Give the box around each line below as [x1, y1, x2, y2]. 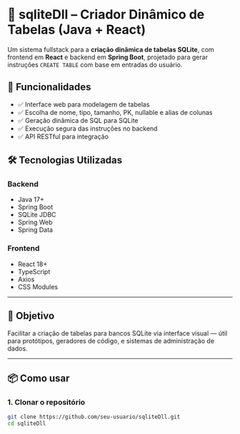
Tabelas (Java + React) [7, 21, 146, 38]
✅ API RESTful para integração [17, 132, 109, 141]
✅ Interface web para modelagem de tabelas [17, 100, 150, 108]
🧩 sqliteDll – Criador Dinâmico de [7, 6, 205, 23]
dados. [7, 344, 28, 353]
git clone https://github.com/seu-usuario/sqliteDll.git [7, 413, 181, 420]
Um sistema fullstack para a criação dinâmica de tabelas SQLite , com [7, 45, 214, 54]
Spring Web [17, 218, 53, 227]
